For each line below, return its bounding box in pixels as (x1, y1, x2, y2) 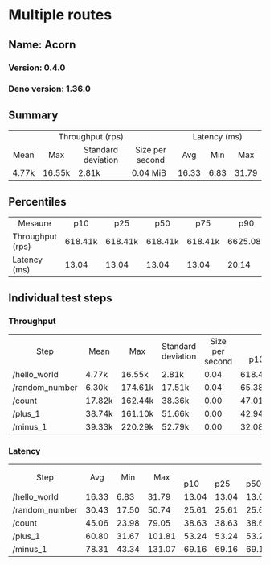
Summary (8, 108, 59, 122)
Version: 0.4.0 (8, 62, 66, 73)
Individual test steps (8, 292, 112, 305)
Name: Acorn (8, 38, 76, 52)
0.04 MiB (131, 168, 166, 179)
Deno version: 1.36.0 (8, 83, 91, 94)
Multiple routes (8, 6, 112, 24)
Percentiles (8, 195, 67, 209)
